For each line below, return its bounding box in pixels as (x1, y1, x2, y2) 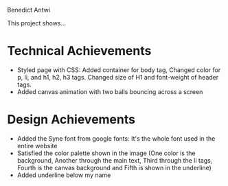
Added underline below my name (16, 171, 111, 179)
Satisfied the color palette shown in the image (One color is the (16, 149, 196, 157)
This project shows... (7, 19, 67, 27)
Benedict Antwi (7, 6, 50, 14)
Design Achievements (7, 112, 136, 128)
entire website (16, 141, 58, 150)
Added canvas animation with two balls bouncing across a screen (16, 87, 203, 95)
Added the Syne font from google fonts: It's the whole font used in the (16, 134, 216, 143)
